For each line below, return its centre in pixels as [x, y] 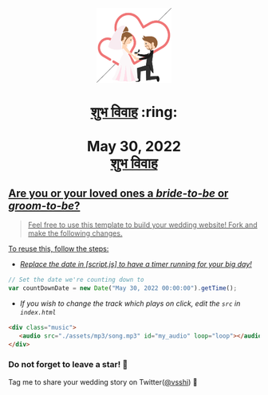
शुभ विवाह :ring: [134, 112]
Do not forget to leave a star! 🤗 [68, 365]
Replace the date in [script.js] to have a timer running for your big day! [136, 264]
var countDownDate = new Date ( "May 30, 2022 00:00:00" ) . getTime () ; [123, 288]
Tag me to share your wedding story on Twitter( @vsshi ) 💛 [103, 381]
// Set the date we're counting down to [77, 280]
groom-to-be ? [44, 206]
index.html [38, 312]
